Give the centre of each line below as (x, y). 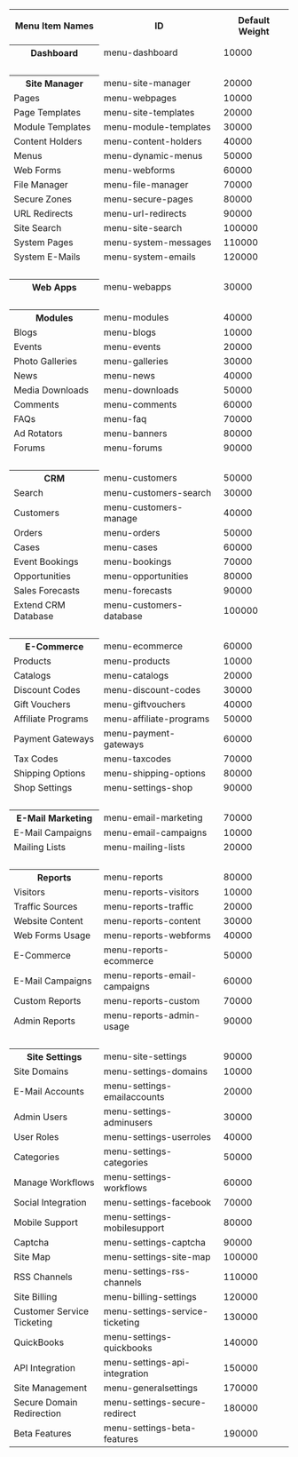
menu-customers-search (157, 493)
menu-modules (136, 317)
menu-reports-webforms (157, 935)
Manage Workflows (54, 1182)
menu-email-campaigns (155, 832)
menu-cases (130, 547)
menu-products (137, 661)
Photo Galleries (46, 361)
